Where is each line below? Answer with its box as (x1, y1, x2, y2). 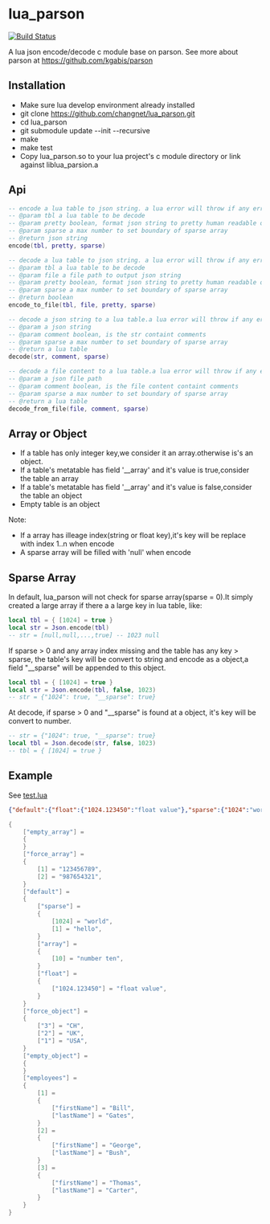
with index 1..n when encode (19, 539, 115, 549)
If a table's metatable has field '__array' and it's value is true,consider (19, 465, 250, 475)
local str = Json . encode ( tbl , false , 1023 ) (8, 686, 157, 694)
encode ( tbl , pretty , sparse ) (8, 242, 106, 250)
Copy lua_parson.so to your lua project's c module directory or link (19, 151, 241, 161)
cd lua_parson (19, 117, 67, 127)
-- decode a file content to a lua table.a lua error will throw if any (8, 367, 257, 376)
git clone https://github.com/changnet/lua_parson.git (19, 108, 195, 118)
